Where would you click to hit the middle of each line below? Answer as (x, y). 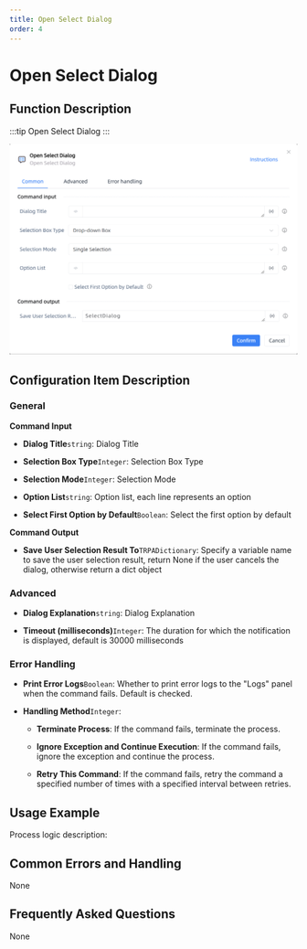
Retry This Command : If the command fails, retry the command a (159, 774)
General (27, 406)
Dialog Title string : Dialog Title (80, 443)
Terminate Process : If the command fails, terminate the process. (159, 729)
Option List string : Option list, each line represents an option (137, 496)
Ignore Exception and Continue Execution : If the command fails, (159, 747)
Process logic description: (58, 835)
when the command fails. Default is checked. (108, 694)
